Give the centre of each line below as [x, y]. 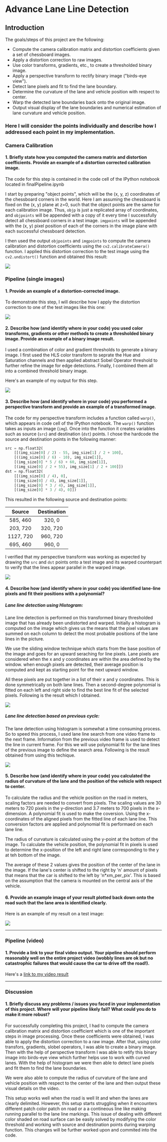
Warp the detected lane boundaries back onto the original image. [79, 102]
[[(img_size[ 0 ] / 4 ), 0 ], [41, 476]
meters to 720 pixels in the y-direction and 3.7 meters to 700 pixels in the [80, 808]
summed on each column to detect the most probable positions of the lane [82, 633]
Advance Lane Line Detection [67, 9]
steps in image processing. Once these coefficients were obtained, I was [80, 1036]
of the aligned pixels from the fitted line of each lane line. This [94, 819]
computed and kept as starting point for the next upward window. [72, 669]
